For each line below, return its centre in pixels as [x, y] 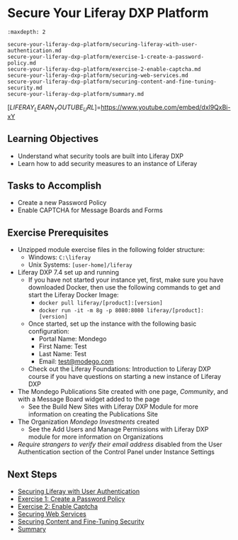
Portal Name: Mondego [73, 339]
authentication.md [34, 50]
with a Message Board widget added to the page [89, 400]
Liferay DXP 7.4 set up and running [68, 272]
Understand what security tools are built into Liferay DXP [101, 156]
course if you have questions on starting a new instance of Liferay [125, 377]
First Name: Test [63, 346]
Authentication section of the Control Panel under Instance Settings [116, 452]
